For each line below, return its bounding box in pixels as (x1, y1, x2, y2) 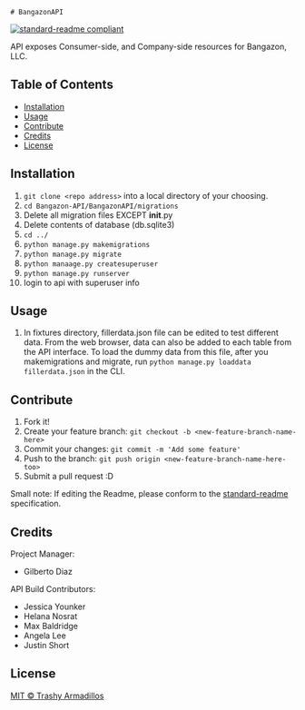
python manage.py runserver (23, 269, 130, 278)
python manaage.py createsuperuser (23, 259, 159, 269)
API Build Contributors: (10, 584, 96, 595)
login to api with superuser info (23, 277, 140, 288)
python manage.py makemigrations (23, 240, 151, 249)
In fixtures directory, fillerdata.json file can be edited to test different (23, 327, 280, 339)
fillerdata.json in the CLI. (23, 366, 125, 377)
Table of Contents (10, 77, 114, 93)
